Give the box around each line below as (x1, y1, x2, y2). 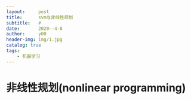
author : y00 (6, 31, 47, 37)
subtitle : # (6, 20, 42, 26)
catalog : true (6, 43, 42, 49)
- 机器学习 (17, 53, 41, 59)
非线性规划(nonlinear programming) (6, 81, 186, 95)
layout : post (6, 8, 50, 15)
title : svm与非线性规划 (6, 14, 73, 20)
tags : (6, 48, 20, 54)
